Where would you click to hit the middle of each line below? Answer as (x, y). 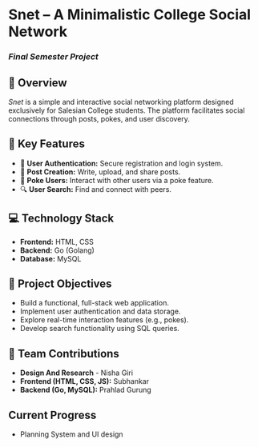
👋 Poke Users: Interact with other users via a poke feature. (117, 180)
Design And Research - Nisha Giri (77, 373)
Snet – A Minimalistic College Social (129, 15)
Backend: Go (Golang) (57, 250)
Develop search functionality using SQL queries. (100, 329)
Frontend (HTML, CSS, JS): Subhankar (85, 381)
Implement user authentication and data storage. (100, 311)
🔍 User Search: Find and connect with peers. (96, 189)
